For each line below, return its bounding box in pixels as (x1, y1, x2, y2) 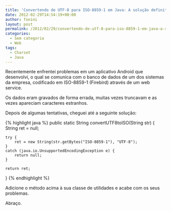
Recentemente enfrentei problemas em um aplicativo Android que (5, 69, 144, 75)
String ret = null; (5, 125, 39, 131)
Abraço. (5, 200, 22, 206)
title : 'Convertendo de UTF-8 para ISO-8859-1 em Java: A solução (5, 7, 149, 13)
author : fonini (5, 17, 38, 22)
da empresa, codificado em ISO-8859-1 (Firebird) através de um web (5, 79, 150, 85)
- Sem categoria (10, 36, 44, 41)
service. (5, 85, 22, 91)
